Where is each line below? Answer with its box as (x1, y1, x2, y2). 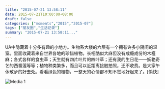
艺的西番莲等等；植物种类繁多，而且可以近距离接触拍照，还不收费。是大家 (5, 62, 156, 68)
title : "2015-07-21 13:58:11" (5, 7, 67, 12)
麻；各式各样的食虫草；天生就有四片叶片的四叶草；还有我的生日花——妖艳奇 (5, 57, 160, 62)
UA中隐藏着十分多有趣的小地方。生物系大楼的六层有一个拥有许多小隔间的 (5, 44, 153, 50)
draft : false (5, 16, 32, 21)
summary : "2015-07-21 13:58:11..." (5, 30, 78, 35)
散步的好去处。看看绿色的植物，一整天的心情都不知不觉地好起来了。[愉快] (9, 69, 159, 74)
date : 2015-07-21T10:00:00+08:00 (5, 12, 74, 17)
